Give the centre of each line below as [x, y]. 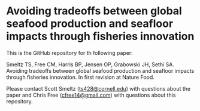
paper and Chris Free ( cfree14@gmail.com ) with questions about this [91, 95]
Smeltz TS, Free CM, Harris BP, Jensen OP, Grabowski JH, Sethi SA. [90, 64]
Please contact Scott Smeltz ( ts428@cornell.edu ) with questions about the [98, 88]
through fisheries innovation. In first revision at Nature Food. [80, 77]
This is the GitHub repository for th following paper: [69, 53]
